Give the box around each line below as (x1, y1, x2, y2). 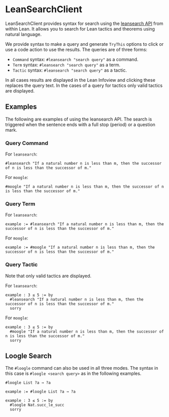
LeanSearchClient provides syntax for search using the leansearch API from (5, 20, 163, 26)
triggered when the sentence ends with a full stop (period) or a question (5, 121, 156, 128)
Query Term (5, 200, 35, 207)
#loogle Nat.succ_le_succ (10, 403, 65, 408)
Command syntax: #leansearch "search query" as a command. (12, 56, 139, 62)
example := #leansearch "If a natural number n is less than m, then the (5, 222, 164, 227)
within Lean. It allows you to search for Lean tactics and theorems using (5, 25, 155, 32)
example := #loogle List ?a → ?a (5, 389, 76, 395)
